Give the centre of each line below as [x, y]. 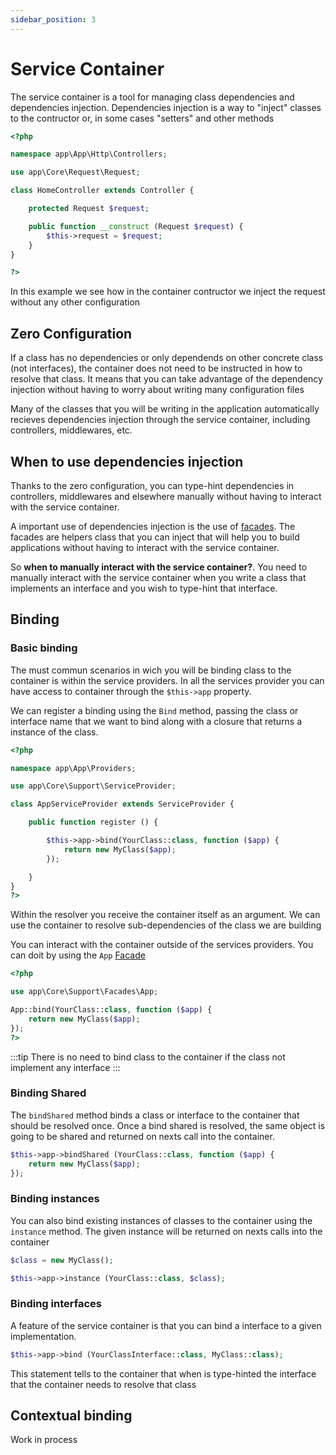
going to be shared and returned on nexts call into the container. [142, 1136]
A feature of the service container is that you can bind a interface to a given [166, 1325]
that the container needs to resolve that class [103, 1384]
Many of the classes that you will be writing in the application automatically [165, 409]
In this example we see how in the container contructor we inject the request [168, 292]
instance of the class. [54, 732]
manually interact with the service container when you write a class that [158, 577]
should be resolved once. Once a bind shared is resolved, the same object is [168, 1125]
